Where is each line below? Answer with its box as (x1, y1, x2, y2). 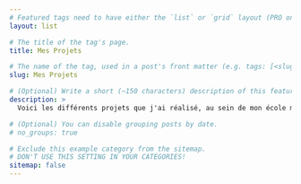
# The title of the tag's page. (9, 38, 130, 47)
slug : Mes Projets (9, 71, 78, 80)
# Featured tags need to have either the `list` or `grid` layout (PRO (9, 13, 282, 22)
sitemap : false (9, 161, 66, 171)
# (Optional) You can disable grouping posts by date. (9, 119, 219, 128)
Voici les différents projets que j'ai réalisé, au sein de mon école (17, 103, 287, 112)
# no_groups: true (9, 127, 78, 137)
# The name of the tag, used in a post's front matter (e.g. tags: (9, 62, 267, 72)
